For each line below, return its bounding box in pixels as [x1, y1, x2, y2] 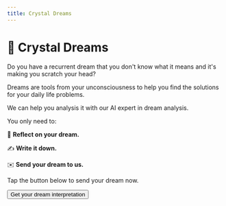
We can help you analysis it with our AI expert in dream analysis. [7, 104, 189, 112]
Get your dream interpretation [10, 190, 86, 198]
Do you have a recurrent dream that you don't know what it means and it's [7, 62, 217, 71]
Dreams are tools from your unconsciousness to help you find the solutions [7, 83, 219, 91]
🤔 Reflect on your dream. [7, 130, 80, 138]
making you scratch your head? [7, 69, 97, 78]
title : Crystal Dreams [7, 10, 72, 17]
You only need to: [7, 117, 57, 125]
